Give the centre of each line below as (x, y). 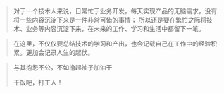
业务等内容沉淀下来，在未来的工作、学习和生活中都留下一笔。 (115, 29)
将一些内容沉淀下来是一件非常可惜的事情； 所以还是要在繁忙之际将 (110, 20)
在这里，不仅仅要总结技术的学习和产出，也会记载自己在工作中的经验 (112, 44)
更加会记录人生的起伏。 (60, 52)
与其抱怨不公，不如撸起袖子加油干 (63, 67)
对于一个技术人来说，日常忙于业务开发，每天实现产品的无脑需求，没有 (115, 11)
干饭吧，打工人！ (38, 82)
